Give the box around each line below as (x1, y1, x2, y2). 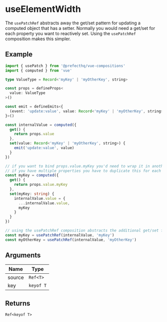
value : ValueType (9, 90, 46, 95)
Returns (5, 299, 31, 308)
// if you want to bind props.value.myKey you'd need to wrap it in (5, 163, 150, 168)
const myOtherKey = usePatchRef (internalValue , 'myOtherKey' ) (5, 237, 137, 242)
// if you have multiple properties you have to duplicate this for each (5, 168, 162, 173)
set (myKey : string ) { (9, 191, 55, 196)
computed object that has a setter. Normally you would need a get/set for (5, 25, 156, 31)
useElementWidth (5, 3, 81, 15)
